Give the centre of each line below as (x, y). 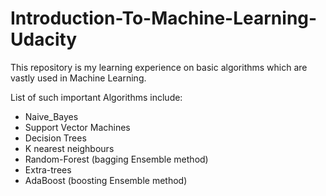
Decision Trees (55, 138)
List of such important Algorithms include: (96, 97)
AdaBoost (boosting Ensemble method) (106, 180)
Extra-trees (48, 169)
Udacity (44, 39)
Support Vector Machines (77, 127)
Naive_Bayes (51, 116)
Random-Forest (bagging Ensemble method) (116, 159)
